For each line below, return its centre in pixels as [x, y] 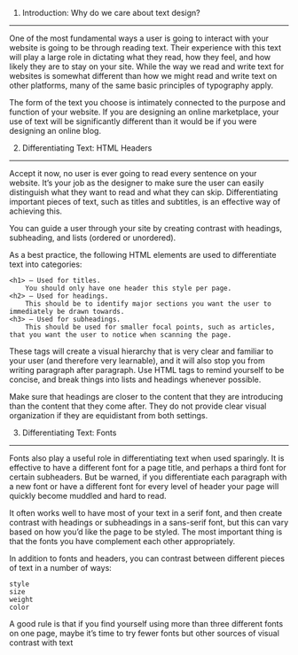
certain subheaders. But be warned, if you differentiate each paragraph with [148, 477]
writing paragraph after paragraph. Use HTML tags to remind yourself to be [147, 370]
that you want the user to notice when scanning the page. [121, 335]
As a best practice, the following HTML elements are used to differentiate [143, 255]
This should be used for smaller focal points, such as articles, [150, 327]
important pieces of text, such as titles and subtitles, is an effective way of [145, 202]
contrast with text [41, 643]
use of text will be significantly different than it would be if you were [133, 121]
